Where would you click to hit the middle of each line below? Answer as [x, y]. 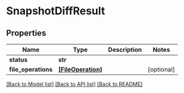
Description [125, 50]
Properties [26, 33]
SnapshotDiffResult [56, 11]
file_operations [31, 69]
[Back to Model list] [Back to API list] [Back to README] [74, 84]
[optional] [162, 69]
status [18, 60]
